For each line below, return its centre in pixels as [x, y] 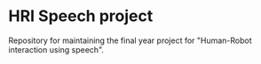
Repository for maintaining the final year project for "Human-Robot [130, 40]
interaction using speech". [56, 49]
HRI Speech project [81, 16]
